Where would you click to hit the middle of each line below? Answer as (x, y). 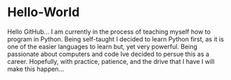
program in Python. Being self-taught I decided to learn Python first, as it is (116, 39)
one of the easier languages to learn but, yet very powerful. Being (103, 46)
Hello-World (44, 12)
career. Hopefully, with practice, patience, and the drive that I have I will (111, 61)
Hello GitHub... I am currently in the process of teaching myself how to (109, 32)
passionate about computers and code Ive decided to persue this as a (108, 54)
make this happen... (36, 69)
